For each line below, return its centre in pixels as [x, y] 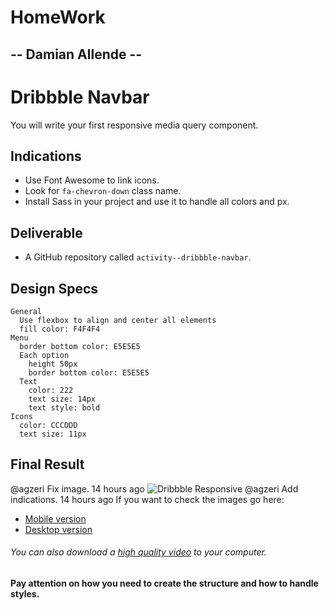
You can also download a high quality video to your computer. [138, 552]
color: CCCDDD [48, 425]
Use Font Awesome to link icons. [92, 180]
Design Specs [54, 288]
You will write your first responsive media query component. [134, 125]
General [26, 311]
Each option [44, 355]
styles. [25, 593]
